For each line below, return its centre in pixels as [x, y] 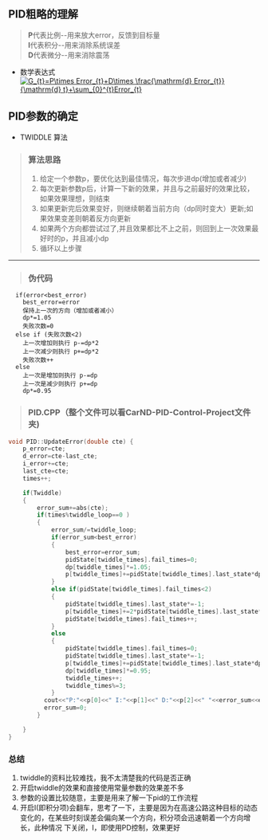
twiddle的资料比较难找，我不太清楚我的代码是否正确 [105, 777]
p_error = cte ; [44, 449]
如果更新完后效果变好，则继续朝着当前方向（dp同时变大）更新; [143, 208]
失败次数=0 [38, 326]
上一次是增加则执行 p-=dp [60, 376]
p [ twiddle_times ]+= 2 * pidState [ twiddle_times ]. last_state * [164, 611]
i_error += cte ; [46, 464]
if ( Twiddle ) [42, 493]
